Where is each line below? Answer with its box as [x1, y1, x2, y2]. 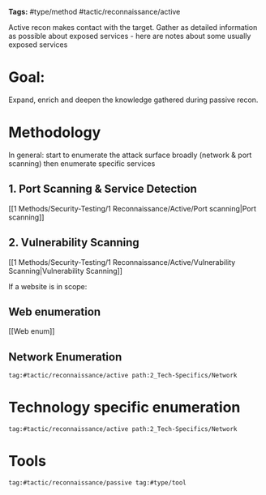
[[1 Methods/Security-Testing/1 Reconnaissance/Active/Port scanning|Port [8, 203, 257, 213]
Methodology [8, 123, 101, 142]
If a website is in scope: [8, 281, 88, 291]
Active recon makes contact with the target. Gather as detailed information [8, 23, 258, 32]
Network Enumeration [8, 350, 122, 364]
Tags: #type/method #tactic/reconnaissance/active [8, 7, 181, 16]
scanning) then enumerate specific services [8, 158, 156, 169]
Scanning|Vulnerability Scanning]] [8, 266, 123, 275]
